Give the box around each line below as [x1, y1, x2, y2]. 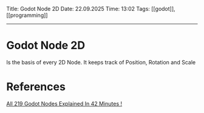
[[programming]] [6, 12, 48, 19]
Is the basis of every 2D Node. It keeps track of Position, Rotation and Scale [6, 58, 196, 66]
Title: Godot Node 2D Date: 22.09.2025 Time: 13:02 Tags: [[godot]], [6, 5, 175, 12]
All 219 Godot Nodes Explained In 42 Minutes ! [6, 100, 123, 107]
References [6, 80, 66, 94]
